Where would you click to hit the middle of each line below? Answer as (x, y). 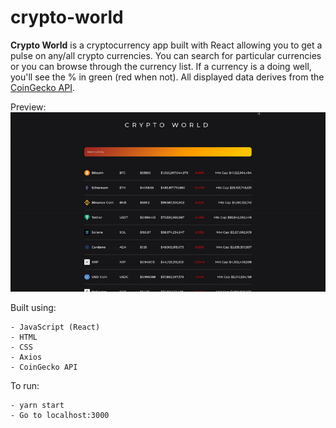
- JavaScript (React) (55, 327)
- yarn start (37, 406)
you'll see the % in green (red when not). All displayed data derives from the (167, 77)
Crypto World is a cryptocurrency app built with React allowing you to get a (166, 45)
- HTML (24, 337)
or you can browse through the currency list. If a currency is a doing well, (161, 66)
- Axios (26, 357)
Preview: (28, 107)
